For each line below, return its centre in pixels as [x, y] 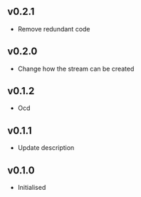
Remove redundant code [54, 29]
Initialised [32, 188]
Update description [46, 148]
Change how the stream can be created [76, 69]
